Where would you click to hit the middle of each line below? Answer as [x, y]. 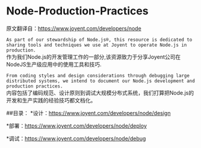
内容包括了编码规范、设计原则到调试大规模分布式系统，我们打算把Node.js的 [100, 93]
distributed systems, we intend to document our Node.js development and [101, 81]
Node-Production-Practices [77, 11]
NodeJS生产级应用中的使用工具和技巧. [54, 64]
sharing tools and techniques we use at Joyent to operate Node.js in [97, 45]
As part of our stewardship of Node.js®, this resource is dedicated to [99, 40]
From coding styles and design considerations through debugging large [98, 75]
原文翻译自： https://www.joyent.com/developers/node [74, 28]
